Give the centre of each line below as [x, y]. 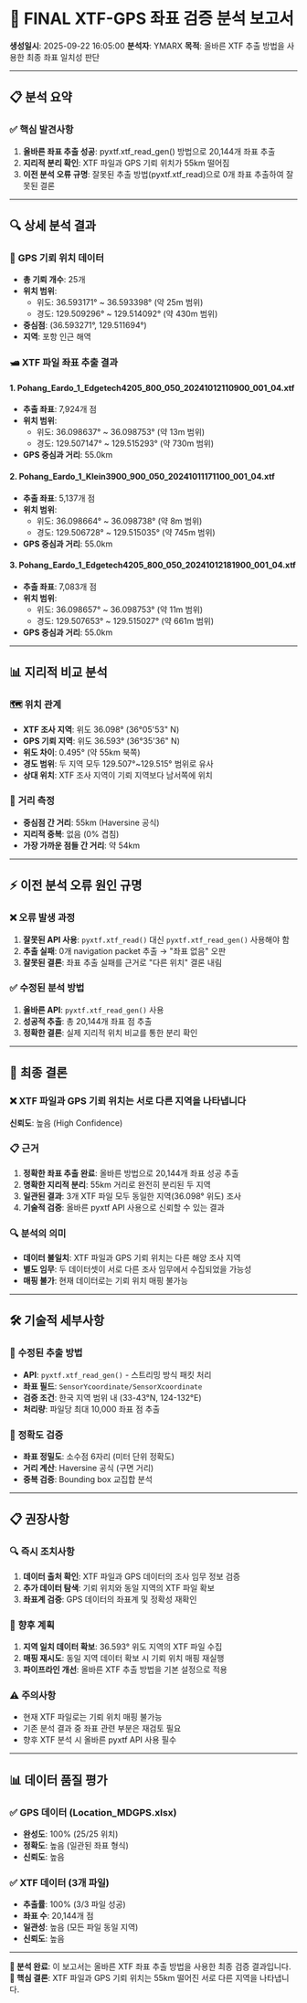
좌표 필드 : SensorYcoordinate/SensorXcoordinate [112, 1386]
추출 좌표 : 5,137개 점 [59, 498]
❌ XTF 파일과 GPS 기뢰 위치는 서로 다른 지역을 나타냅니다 [128, 1101]
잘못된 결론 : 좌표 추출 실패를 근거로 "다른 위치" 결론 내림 [122, 962]
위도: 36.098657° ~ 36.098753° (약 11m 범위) [120, 609]
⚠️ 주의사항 [33, 1695]
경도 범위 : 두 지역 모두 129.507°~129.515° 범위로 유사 [118, 763]
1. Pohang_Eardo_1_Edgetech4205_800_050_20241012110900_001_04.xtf [152, 387]
